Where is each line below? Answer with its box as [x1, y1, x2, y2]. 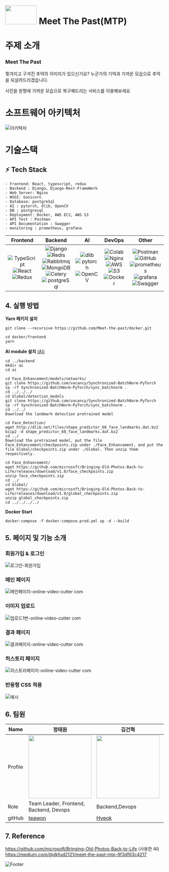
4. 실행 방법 [5, 301, 39, 310]
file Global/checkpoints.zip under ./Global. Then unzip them [5, 447, 138, 452]
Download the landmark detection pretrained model [5, 412, 114, 417]
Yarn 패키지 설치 [5, 316, 38, 322]
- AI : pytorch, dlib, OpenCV [5, 203, 69, 209]
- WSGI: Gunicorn [5, 194, 42, 199]
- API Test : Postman [5, 217, 51, 222]
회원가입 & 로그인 [5, 550, 45, 557]
